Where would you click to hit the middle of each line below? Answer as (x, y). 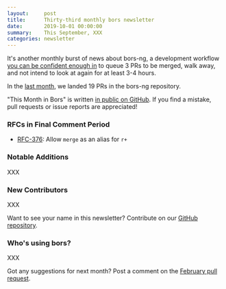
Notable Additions (38, 157)
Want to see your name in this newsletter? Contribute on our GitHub (103, 218)
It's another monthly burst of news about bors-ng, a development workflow (113, 58)
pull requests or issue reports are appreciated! (73, 107)
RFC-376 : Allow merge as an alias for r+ (72, 139)
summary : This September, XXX (55, 33)
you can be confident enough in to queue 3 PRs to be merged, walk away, (111, 66)
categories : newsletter (41, 39)
